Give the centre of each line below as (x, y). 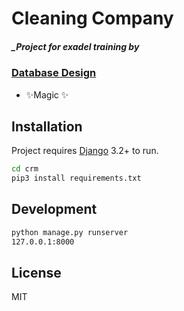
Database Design (54, 73)
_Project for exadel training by (75, 46)
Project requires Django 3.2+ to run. (85, 151)
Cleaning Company (92, 18)
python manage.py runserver (70, 232)
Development (54, 209)
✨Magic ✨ (47, 94)
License (36, 273)
